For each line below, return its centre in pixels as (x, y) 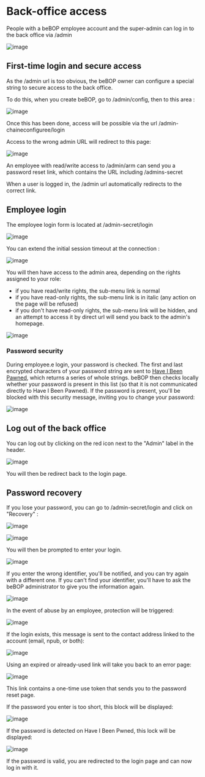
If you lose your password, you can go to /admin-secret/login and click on (99, 508)
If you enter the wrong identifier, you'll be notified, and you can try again (98, 574)
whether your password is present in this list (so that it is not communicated (102, 384)
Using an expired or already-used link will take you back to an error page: (99, 665)
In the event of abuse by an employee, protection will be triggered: (90, 610)
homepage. (30, 323)
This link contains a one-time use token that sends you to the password (96, 688)
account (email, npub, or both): (45, 641)
